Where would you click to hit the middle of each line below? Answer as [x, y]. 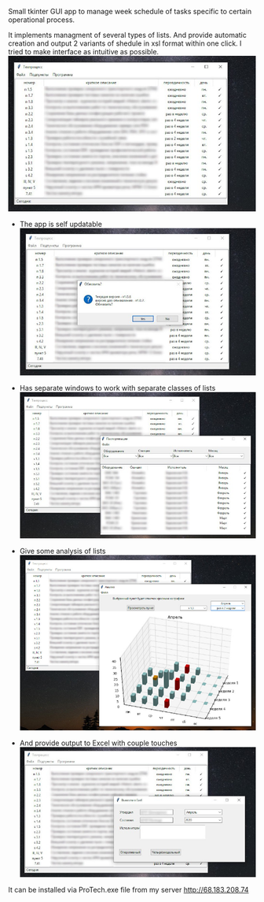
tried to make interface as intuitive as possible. [84, 52]
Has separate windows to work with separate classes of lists [117, 388]
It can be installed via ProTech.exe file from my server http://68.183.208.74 [128, 889]
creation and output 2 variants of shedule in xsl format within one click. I [125, 43]
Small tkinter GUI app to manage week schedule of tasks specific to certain [130, 11]
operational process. [42, 20]
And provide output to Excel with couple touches [98, 743]
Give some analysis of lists [62, 551]
